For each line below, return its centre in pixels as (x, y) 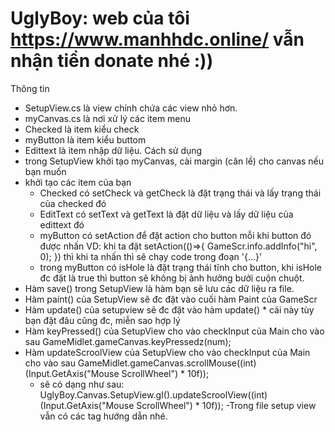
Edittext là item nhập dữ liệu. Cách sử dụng (113, 150)
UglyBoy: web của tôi (100, 18)
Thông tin (30, 88)
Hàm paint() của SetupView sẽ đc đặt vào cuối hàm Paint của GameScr (171, 299)
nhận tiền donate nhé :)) (112, 61)
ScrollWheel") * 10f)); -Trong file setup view (226, 405)
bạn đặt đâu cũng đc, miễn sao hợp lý (102, 320)
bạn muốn (45, 171)
